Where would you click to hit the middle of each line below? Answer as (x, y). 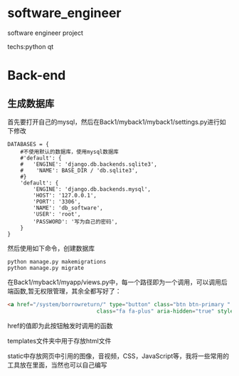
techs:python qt (31, 46)
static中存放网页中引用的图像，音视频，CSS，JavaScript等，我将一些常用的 (118, 356)
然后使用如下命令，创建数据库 (51, 248)
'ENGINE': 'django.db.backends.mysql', (92, 189)
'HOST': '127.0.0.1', (65, 195)
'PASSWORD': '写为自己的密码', (75, 221)
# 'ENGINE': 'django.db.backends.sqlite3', (89, 164)
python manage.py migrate (46, 268)
